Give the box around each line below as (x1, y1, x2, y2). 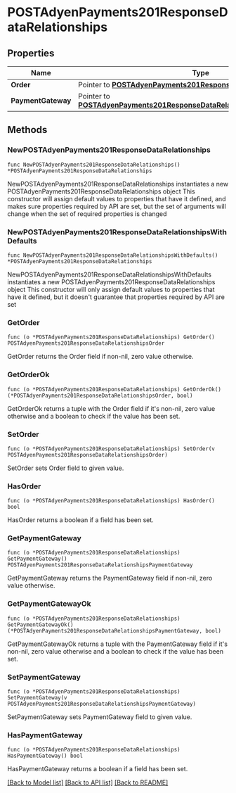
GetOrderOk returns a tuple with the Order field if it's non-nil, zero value (7, 404, 216, 412)
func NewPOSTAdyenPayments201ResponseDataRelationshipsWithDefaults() (7, 251, 218, 259)
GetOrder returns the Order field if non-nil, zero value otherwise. (7, 353, 194, 361)
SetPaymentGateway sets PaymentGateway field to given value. (7, 713, 192, 721)
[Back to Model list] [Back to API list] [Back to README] (7, 778, 169, 787)
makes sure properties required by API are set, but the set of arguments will (7, 202, 226, 210)
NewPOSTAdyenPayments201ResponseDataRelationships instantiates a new (7, 179, 229, 188)
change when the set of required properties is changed (7, 209, 167, 218)
